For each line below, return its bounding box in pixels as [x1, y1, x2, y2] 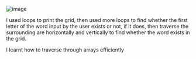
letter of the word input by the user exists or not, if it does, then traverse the [6, 23, 189, 30]
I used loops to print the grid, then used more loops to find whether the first [6, 17, 188, 23]
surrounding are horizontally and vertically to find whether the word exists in [6, 29, 190, 36]
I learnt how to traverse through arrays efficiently [6, 46, 125, 53]
